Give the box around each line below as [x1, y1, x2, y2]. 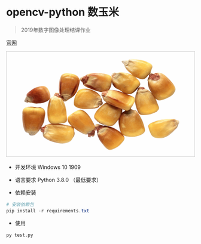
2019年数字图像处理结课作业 [20, 26, 91, 33]
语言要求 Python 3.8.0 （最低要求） [14, 176, 102, 183]
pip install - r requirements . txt [6, 208, 90, 214]
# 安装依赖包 [6, 201, 34, 208]
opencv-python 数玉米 [6, 5, 120, 19]
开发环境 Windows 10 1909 [14, 163, 81, 171]
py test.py [6, 232, 33, 238]
